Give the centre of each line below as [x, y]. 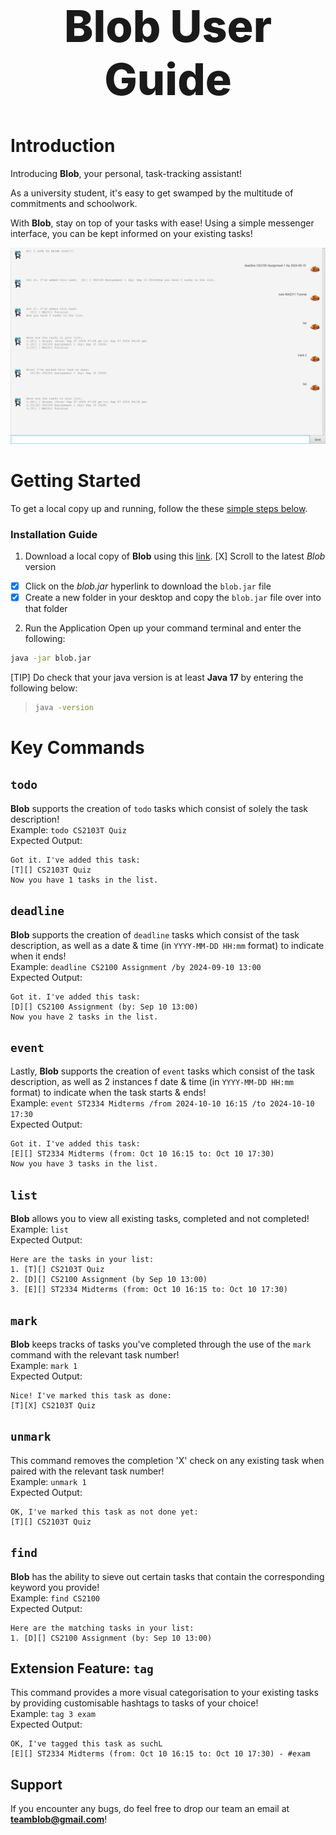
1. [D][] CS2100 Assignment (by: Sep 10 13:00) [111, 1638]
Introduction [63, 145]
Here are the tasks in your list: [82, 1260]
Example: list [39, 1229]
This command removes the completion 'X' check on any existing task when [167, 1460]
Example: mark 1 [44, 1366]
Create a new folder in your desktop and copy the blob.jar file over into [173, 597]
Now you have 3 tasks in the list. [84, 1164]
